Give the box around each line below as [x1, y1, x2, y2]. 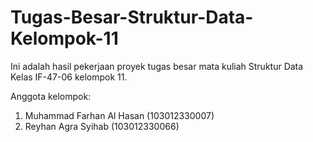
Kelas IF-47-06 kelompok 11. [10, 71, 128, 83]
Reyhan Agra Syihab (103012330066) [24, 120, 180, 132]
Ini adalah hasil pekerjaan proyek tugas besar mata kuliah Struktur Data [10, 60, 304, 72]
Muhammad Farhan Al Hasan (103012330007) [24, 109, 215, 121]
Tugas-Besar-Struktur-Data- [10, 6, 254, 29]
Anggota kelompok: [10, 90, 92, 102]
